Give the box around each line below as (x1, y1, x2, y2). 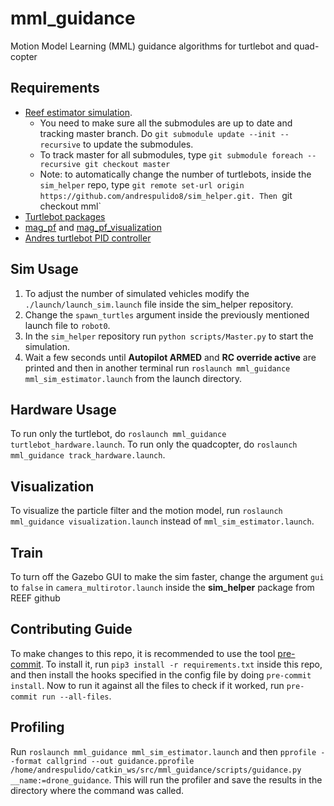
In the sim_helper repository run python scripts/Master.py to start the (24, 330, 314, 342)
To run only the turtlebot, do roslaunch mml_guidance (10, 428, 227, 440)
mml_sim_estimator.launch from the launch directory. (24, 372, 243, 384)
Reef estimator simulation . (24, 106, 133, 118)
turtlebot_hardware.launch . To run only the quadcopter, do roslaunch (10, 438, 298, 451)
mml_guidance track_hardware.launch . (10, 449, 166, 461)
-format (10, 756, 43, 766)
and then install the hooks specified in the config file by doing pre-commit (10, 668, 312, 681)
